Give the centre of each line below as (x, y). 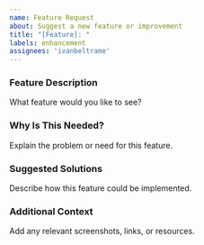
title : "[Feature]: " (50, 34)
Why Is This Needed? (57, 125)
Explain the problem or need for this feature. (91, 145)
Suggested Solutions (56, 168)
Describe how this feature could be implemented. (101, 188)
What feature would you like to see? (75, 102)
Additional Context (51, 211)
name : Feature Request (52, 18)
